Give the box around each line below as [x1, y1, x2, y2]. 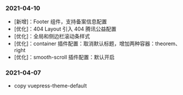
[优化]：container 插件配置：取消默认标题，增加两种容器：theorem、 [13, 40, 181, 48]
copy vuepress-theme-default [13, 82, 87, 89]
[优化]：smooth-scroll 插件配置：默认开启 [13, 54, 115, 61]
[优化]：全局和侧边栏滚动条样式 [13, 33, 90, 40]
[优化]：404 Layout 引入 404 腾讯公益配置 [13, 25, 117, 33]
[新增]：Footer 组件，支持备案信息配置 [13, 18, 107, 25]
